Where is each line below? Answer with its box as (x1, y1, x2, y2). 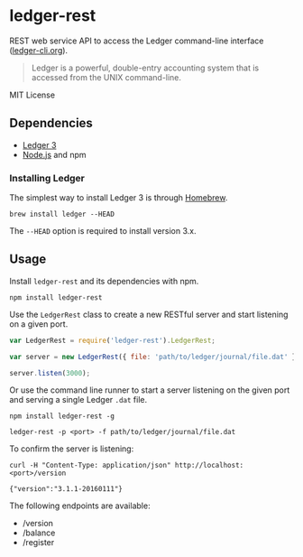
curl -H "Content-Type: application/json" (9, 461, 171, 470)
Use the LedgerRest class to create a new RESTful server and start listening (9, 309, 289, 320)
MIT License (9, 89, 56, 100)
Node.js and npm (22, 149, 87, 160)
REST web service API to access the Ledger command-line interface (9, 35, 264, 46)
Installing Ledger (9, 172, 86, 184)
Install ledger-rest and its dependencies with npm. (9, 275, 199, 286)
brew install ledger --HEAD (9, 209, 115, 219)
